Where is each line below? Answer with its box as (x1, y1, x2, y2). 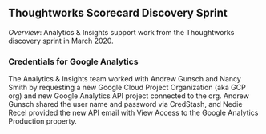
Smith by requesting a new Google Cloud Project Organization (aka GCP (8, 83, 246, 93)
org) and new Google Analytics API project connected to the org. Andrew (8, 91, 250, 100)
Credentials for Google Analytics (8, 56, 139, 67)
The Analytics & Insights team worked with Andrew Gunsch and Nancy (8, 74, 242, 84)
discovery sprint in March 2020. (8, 36, 114, 45)
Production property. (8, 116, 78, 126)
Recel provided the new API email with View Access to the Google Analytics (8, 108, 259, 118)
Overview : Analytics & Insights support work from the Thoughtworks (8, 27, 235, 37)
